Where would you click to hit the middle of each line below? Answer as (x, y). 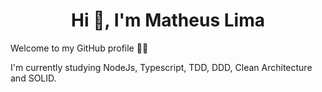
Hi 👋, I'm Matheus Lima (168, 20)
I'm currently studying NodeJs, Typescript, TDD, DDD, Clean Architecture (161, 67)
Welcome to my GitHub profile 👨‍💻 (79, 48)
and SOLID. (33, 78)
